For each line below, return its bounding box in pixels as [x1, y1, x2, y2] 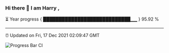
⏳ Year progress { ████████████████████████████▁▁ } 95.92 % [5, 16, 159, 22]
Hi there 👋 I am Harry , [5, 4, 60, 11]
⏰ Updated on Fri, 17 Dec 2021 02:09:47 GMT [5, 32, 100, 38]
